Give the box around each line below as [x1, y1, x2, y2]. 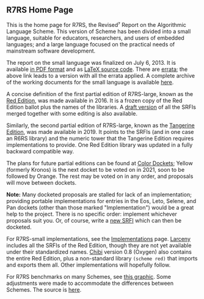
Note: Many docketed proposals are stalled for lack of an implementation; [6, 191, 192, 198]
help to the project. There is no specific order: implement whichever [6, 210, 177, 218]
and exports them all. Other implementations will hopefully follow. [6, 261, 171, 268]
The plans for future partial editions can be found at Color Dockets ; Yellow [6, 159, 194, 167]
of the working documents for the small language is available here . [6, 78, 174, 86]
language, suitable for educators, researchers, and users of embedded [6, 34, 184, 42]
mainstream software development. [6, 47, 96, 54]
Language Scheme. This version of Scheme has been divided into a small [6, 28, 191, 35]
